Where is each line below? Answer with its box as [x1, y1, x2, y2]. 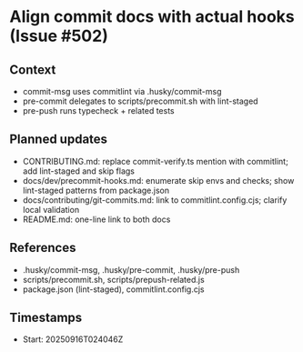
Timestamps [9, 310, 83, 326]
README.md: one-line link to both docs [22, 214, 171, 225]
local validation [22, 204, 80, 215]
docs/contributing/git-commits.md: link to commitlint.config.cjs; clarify [22, 194, 288, 206]
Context [9, 62, 56, 77]
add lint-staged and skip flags [22, 166, 135, 176]
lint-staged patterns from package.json [22, 185, 170, 196]
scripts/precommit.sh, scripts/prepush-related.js [22, 274, 205, 285]
